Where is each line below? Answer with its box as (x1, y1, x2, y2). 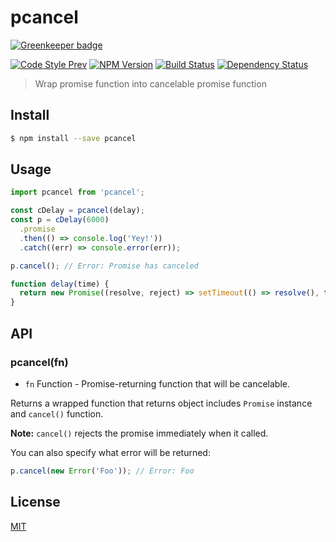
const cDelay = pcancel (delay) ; (10, 206, 145, 216)
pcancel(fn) (10, 355, 69, 369)
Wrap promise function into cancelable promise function (34, 77, 267, 90)
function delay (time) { (10, 279, 110, 289)
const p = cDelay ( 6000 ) (10, 215, 110, 225)
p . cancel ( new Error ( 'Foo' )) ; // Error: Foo (10, 466, 195, 476)
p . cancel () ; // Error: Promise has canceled (10, 261, 199, 271)
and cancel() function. (10, 407, 104, 420)
